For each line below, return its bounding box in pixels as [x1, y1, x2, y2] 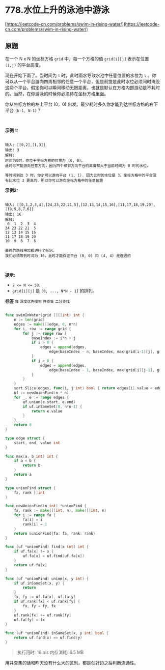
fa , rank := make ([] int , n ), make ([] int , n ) [14, 508, 107, 513]
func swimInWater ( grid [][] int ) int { [5, 313, 84, 318]
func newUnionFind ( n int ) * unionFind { [5, 503, 87, 509]
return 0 [14, 422, 32, 428]
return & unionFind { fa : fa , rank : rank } [14, 531, 96, 536]
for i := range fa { [14, 513, 56, 518]
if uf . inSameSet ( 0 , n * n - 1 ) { [23, 404, 82, 409]
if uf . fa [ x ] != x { [14, 549, 54, 554]
